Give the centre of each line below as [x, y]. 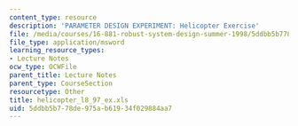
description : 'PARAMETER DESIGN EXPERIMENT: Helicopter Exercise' [134, 26]
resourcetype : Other [47, 91]
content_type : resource [53, 17]
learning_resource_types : [57, 51]
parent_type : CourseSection [61, 83]
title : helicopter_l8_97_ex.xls [69, 100]
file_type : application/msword [67, 42]
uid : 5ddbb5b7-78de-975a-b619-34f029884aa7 [91, 108]
